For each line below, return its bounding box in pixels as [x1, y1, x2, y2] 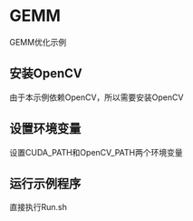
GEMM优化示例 [9, 36, 67, 47]
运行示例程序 [9, 176, 82, 191]
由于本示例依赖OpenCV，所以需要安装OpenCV [9, 92, 184, 103]
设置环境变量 [9, 121, 82, 136]
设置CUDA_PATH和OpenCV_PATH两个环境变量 [9, 146, 183, 157]
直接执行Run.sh [9, 202, 68, 213]
